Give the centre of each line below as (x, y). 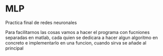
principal (14, 48)
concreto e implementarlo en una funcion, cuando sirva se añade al (76, 42)
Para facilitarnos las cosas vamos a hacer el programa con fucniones (77, 32)
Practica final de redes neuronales (41, 22)
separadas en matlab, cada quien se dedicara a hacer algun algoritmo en (82, 37)
